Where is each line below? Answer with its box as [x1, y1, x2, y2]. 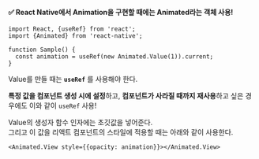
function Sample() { [8, 46, 77, 54]
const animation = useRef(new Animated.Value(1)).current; [15, 53, 214, 61]
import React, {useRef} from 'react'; [8, 25, 136, 33]
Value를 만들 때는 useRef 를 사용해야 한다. [8, 75, 138, 84]
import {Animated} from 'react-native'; [8, 32, 144, 40]
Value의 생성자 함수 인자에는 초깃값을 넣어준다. [8, 118, 153, 128]
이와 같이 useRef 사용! [28, 101, 97, 110]
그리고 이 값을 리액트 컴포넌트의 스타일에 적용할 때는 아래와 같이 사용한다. [8, 128, 234, 137]
